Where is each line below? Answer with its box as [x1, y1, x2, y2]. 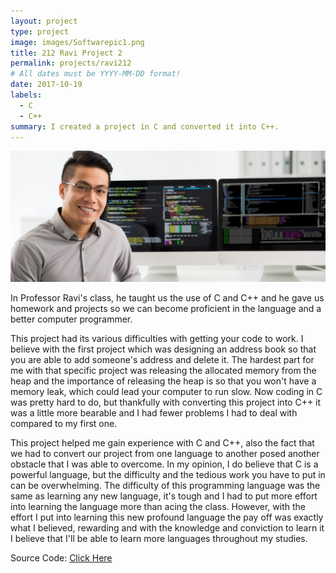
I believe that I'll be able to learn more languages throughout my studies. [10, 533, 308, 545]
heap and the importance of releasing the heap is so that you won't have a [10, 375, 317, 387]
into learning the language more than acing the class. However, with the [10, 501, 306, 513]
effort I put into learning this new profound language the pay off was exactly [10, 511, 324, 524]
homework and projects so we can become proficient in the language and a [10, 303, 322, 315]
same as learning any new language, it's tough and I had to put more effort [10, 490, 318, 502]
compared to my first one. [10, 418, 118, 430]
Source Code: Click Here [10, 552, 113, 564]
